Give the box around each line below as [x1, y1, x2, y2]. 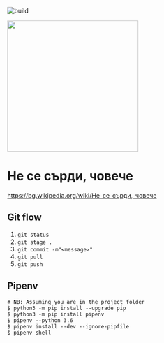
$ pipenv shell [7, 329, 52, 336]
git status [17, 231, 50, 238]
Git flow [7, 212, 42, 224]
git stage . [17, 238, 52, 246]
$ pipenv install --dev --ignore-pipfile [7, 323, 130, 330]
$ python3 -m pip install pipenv [7, 311, 105, 318]
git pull [17, 254, 43, 261]
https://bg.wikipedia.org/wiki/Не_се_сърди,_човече [7, 191, 157, 199]
